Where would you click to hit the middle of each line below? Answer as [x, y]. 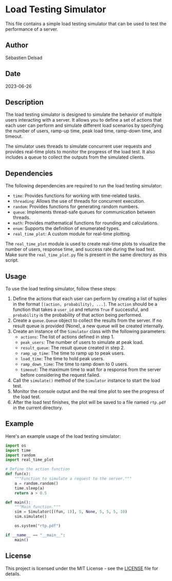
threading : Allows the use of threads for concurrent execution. [79, 201]
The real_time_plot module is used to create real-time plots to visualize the [85, 244]
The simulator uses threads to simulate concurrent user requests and [78, 146]
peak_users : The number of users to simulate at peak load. [82, 342]
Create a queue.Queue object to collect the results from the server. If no [87, 320]
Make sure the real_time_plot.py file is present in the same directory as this [86, 255]
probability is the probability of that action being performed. [78, 315]
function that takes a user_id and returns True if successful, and [81, 309]
